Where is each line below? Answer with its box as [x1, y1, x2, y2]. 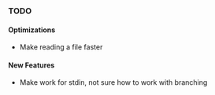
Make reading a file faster [19, 42, 103, 52]
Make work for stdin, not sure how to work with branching [19, 78, 208, 87]
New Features [8, 60, 55, 70]
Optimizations [8, 25, 56, 35]
